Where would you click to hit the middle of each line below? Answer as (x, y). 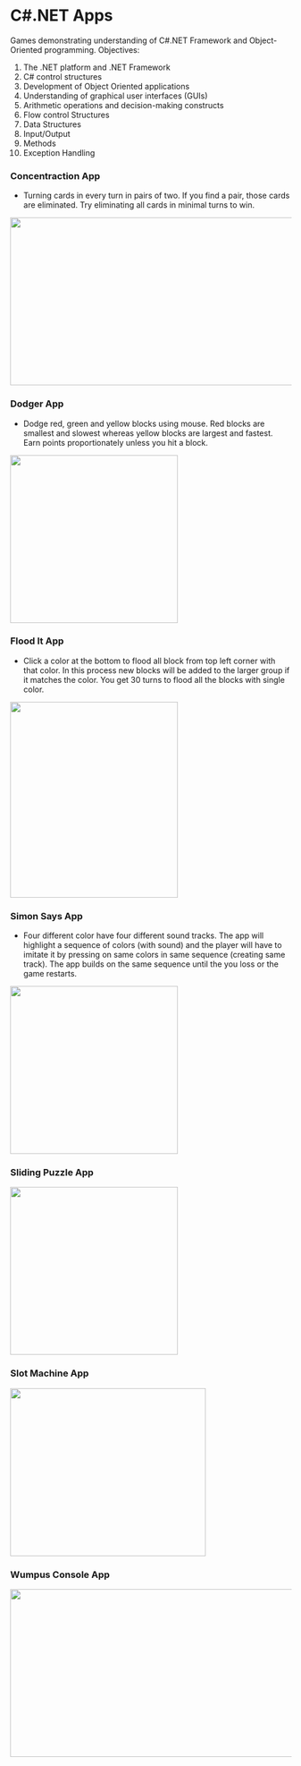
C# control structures (62, 76)
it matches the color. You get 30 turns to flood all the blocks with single (154, 679)
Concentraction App (55, 175)
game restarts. (50, 974)
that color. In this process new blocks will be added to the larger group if (156, 670)
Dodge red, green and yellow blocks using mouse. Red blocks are (144, 423)
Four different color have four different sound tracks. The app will (143, 935)
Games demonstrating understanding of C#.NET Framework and (129, 40)
